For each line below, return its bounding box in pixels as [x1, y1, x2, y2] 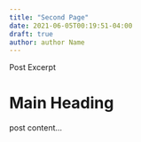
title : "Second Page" [9, 12, 90, 22]
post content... [9, 122, 63, 133]
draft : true [9, 29, 53, 38]
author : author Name [9, 37, 86, 47]
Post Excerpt [9, 62, 56, 73]
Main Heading [9, 93, 114, 114]
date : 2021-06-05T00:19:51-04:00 [9, 21, 133, 30]
